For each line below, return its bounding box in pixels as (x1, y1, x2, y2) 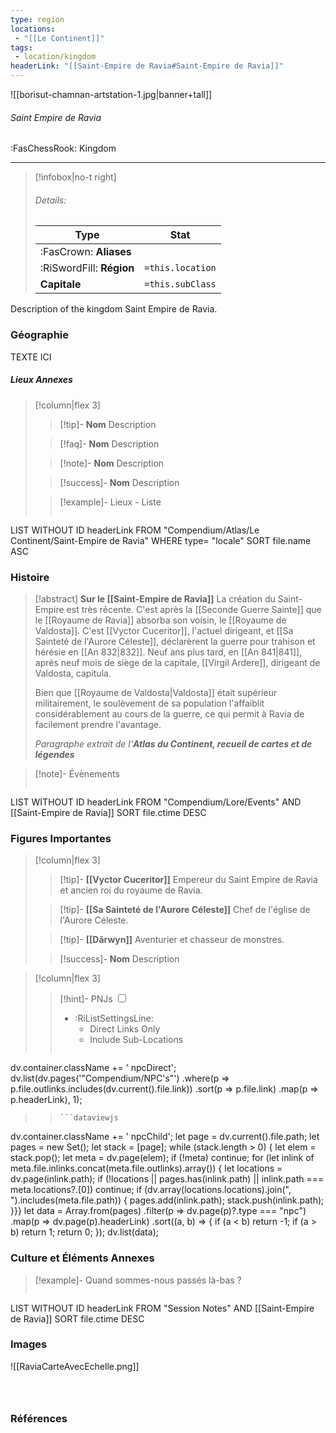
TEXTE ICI (10, 351, 52, 363)
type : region (10, 14, 65, 25)
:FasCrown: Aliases (39, 245, 132, 259)
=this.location (144, 262, 217, 274)
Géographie (10, 328, 70, 342)
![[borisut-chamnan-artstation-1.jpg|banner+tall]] (10, 89, 213, 100)
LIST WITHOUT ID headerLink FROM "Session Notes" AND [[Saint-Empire (10, 1302, 315, 1314)
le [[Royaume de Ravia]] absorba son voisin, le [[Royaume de (34, 614, 287, 626)
